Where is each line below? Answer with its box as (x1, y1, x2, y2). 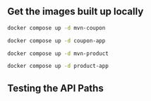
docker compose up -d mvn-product (7, 49, 109, 57)
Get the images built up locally (7, 6, 144, 18)
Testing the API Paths (7, 82, 104, 94)
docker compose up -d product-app (7, 63, 109, 70)
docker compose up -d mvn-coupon (7, 24, 106, 31)
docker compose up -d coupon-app (7, 37, 106, 44)
